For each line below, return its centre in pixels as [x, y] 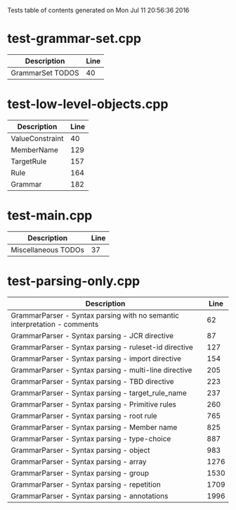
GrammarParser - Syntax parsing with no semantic [95, 315]
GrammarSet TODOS [45, 73]
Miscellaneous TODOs [47, 249]
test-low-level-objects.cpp [88, 104]
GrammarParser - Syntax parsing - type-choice [91, 438]
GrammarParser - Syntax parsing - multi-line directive [101, 370]
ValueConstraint [37, 138]
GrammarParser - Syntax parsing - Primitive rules [94, 404]
